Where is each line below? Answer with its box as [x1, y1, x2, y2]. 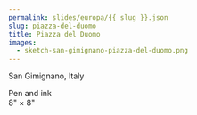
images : [8, 37, 37, 47]
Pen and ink [8, 88, 53, 99]
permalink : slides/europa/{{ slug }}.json [8, 12, 168, 22]
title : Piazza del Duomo [8, 29, 101, 38]
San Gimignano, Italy [8, 70, 85, 81]
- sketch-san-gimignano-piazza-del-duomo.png [16, 46, 189, 55]
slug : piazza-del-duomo [8, 21, 97, 30]
